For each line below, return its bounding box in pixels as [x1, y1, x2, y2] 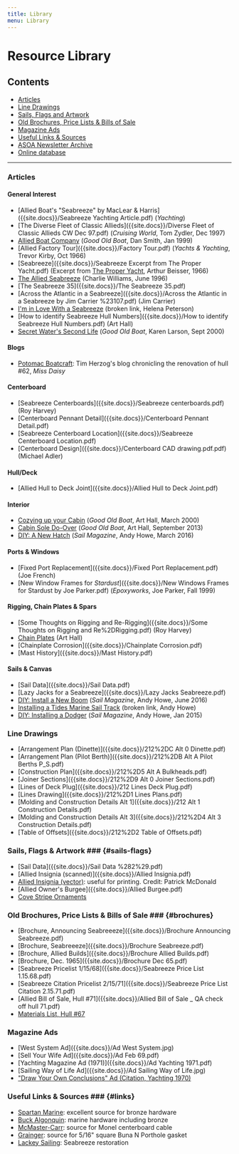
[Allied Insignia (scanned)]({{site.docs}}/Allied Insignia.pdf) [17, 870, 191, 878]
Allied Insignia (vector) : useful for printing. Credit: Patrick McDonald [17, 877, 217, 885]
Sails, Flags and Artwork [17, 110, 90, 118]
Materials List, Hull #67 [17, 1009, 85, 1018]
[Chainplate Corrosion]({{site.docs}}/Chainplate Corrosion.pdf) [17, 640, 203, 649]
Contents [7, 76, 50, 88]
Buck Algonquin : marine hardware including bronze [17, 1116, 169, 1124]
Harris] [139, 206, 160, 214]
